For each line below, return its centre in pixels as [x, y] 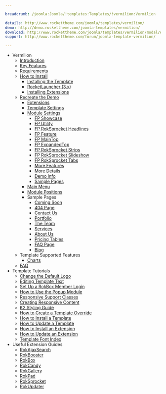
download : [15, 32]
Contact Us [46, 213]
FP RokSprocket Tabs [56, 160]
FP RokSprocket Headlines [62, 129]
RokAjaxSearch [35, 350]
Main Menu [39, 187]
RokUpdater [32, 387]
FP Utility [44, 124]
